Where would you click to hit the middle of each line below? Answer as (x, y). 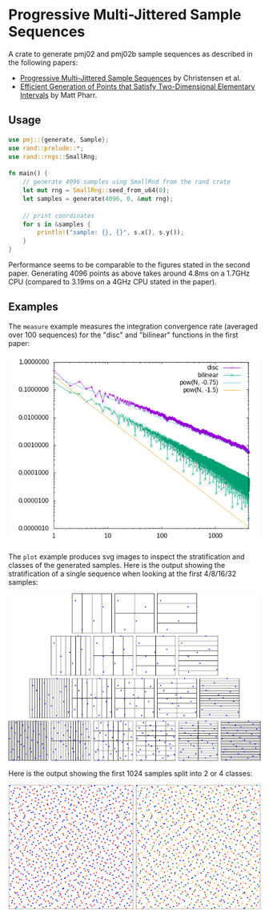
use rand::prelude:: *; (46, 148)
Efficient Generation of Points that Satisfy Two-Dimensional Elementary (137, 87)
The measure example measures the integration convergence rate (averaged (133, 326)
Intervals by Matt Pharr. (58, 95)
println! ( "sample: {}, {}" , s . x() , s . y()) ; (110, 233)
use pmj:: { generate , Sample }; (59, 139)
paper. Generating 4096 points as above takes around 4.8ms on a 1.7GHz (129, 273)
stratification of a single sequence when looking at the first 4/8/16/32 (122, 574)
